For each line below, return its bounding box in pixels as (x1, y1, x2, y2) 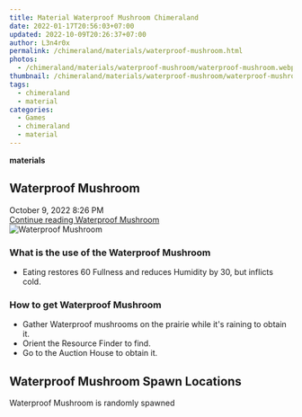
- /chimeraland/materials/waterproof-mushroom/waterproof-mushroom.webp (17, 64, 296, 73)
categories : (9, 105, 54, 114)
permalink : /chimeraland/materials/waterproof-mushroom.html (9, 47, 244, 56)
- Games (17, 113, 47, 122)
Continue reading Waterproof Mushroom (9, 214, 160, 225)
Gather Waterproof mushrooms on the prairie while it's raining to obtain (22, 319, 288, 330)
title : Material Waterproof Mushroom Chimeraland (9, 13, 200, 22)
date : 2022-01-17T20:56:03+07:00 (9, 22, 135, 31)
